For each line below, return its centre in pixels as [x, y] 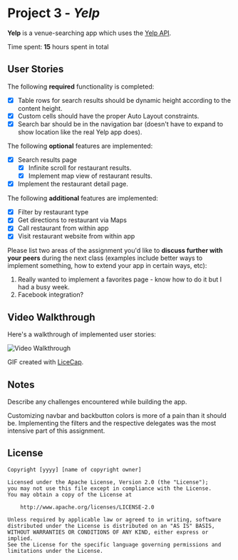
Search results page [47, 159]
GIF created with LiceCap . [46, 362]
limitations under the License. [55, 551]
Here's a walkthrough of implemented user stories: [82, 334]
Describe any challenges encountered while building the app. [97, 402]
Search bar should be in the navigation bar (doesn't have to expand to [120, 124]
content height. [40, 108]
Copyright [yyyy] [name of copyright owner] [74, 469]
